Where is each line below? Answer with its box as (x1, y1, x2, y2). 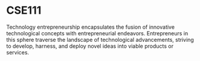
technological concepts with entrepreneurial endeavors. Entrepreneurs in (6, 29, 189, 36)
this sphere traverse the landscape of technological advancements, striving (6, 36, 195, 43)
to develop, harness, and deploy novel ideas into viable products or (6, 42, 174, 50)
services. (6, 48, 29, 56)
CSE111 (6, 4, 42, 17)
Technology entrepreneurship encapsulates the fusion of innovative (6, 23, 175, 30)
